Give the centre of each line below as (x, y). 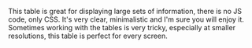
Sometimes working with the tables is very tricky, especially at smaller (122, 27)
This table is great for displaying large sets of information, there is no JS (125, 11)
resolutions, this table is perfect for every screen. (88, 36)
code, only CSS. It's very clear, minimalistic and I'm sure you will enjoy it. (126, 19)
